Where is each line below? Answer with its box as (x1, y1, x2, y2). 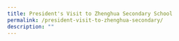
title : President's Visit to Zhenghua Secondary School (7, 10, 173, 17)
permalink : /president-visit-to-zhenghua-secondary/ (7, 17, 164, 24)
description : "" (7, 23, 54, 30)
